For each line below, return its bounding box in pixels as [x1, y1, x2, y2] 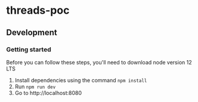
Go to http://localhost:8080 [14, 89, 82, 96]
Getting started [6, 45, 52, 54]
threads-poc [6, 4, 70, 17]
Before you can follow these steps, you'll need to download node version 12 [6, 58, 192, 66]
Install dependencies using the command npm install [14, 76, 147, 84]
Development [6, 27, 58, 38]
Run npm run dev [14, 83, 56, 90]
